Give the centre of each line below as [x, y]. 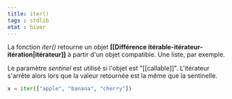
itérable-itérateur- [175, 47]
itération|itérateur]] [37, 54]
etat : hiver [27, 27]
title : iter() [28, 14]
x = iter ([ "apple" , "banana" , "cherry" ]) [70, 89]
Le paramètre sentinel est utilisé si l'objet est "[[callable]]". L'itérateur [109, 69]
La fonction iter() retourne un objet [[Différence [77, 47]
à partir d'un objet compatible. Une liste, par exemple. [146, 54]
